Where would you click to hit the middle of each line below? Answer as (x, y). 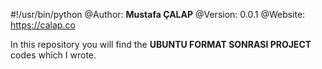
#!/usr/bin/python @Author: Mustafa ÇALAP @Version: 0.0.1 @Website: (158, 14)
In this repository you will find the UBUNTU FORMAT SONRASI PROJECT (161, 44)
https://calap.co (43, 25)
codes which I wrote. (53, 55)
